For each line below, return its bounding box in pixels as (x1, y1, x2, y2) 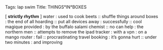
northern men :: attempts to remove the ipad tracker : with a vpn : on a (5, 29, 147, 34)
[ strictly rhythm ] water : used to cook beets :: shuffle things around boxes (5, 14, 159, 19)
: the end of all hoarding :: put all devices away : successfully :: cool (5, 19, 142, 24)
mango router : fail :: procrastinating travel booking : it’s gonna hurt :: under (5, 34, 157, 40)
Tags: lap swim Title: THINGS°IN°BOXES (5, 4, 87, 10)
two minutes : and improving (5, 39, 63, 45)
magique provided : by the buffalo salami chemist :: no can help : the (5, 24, 144, 30)
